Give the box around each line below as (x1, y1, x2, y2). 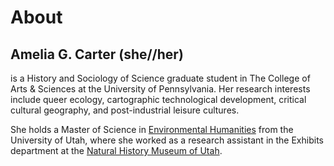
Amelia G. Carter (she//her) (10, 46, 184, 63)
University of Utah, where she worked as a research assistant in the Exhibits (10, 134, 324, 146)
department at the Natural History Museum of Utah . (10, 145, 223, 156)
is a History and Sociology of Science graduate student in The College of (10, 72, 311, 84)
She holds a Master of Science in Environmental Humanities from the (10, 124, 294, 135)
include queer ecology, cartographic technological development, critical (10, 94, 307, 105)
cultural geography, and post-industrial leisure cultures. (10, 104, 240, 116)
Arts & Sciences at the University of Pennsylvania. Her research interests (10, 83, 311, 95)
